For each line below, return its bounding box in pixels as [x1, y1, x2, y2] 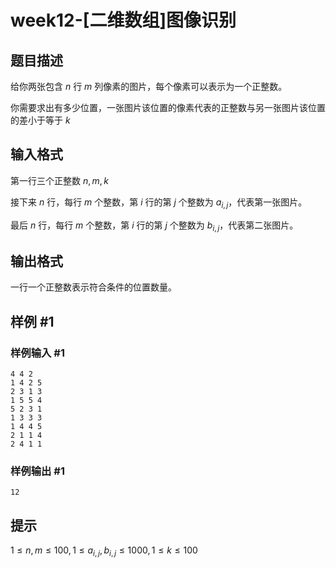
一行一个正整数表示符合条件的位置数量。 [10, 281, 177, 293]
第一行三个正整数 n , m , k [10, 174, 109, 186]
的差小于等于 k [10, 114, 71, 126]
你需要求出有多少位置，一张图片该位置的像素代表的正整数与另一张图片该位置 [10, 102, 326, 113]
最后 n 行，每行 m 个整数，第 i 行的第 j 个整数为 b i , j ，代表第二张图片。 [10, 219, 299, 233]
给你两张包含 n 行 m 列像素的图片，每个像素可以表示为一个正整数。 [10, 81, 288, 92]
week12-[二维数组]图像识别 [10, 9, 237, 32]
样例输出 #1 [10, 464, 65, 478]
